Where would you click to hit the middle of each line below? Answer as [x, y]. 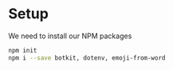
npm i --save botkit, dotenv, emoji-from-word [87, 58]
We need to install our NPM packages [70, 36]
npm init [23, 50]
